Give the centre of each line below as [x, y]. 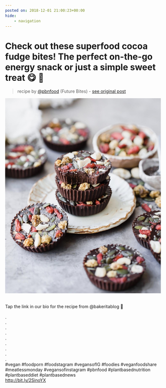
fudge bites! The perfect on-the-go [79, 56]
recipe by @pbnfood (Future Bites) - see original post [71, 91]
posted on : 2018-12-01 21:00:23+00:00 [45, 10]
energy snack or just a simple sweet [81, 67]
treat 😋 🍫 [25, 78]
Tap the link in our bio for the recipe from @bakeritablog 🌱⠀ [66, 307]
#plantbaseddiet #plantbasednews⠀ [42, 375]
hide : [11, 16]
